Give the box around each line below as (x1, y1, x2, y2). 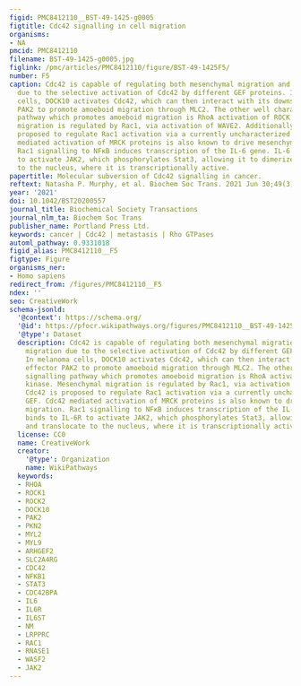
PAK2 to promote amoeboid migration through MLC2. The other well (17, 105, 271, 114)
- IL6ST (17, 613, 47, 622)
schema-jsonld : (9, 305, 66, 314)
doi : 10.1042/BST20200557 (9, 196, 106, 206)
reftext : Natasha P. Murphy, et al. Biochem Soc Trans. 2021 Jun (9, 180, 258, 189)
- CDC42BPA (17, 588, 58, 597)
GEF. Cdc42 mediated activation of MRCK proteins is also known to (25, 396, 282, 406)
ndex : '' (9, 288, 42, 297)
